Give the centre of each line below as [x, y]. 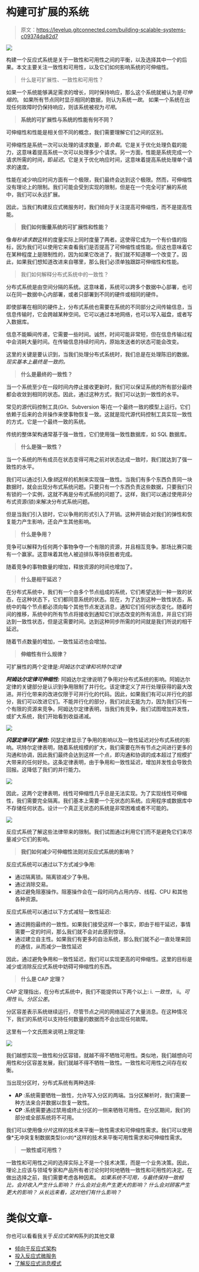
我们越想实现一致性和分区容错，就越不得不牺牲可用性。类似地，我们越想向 [97, 1055]
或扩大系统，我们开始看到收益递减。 [50, 716]
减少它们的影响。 [32, 839]
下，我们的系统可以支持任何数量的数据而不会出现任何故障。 [79, 1019]
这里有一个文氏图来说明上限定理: [46, 1032]
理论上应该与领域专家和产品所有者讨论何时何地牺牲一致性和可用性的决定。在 [99, 1170]
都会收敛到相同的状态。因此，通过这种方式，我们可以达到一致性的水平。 [94, 394]
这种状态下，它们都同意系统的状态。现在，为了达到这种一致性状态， [104, 599]
